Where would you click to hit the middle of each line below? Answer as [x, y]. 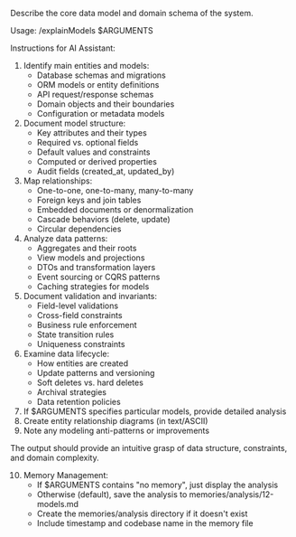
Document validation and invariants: [90, 296]
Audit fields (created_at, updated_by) [106, 171]
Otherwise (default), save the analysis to [112, 495]
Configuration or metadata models [101, 113]
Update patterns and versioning [96, 373]
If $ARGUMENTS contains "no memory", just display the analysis [157, 485]
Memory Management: [66, 475]
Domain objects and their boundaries [106, 104]
